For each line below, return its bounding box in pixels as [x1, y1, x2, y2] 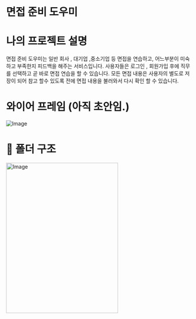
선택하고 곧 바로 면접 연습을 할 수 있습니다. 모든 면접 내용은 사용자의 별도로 [12, 70, 184, 77]
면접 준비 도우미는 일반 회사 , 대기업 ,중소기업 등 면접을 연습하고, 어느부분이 [6, 55, 179, 63]
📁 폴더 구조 [6, 143, 56, 156]
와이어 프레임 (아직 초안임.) [6, 100, 130, 114]
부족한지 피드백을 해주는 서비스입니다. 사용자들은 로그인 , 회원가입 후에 [17, 63, 179, 70]
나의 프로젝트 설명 [6, 35, 87, 48]
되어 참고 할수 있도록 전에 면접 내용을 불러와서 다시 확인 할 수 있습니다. [17, 77, 179, 84]
